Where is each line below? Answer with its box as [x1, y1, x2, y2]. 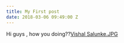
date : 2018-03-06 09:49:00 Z [6, 14, 78, 20]
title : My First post [6, 8, 60, 15]
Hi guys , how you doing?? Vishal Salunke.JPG [6, 30, 118, 37]
